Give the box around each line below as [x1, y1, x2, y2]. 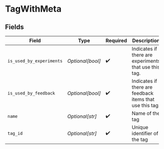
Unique [131, 124, 149, 130]
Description [132, 37, 160, 44]
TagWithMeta [5, 3, 62, 15]
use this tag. [131, 102, 160, 109]
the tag [131, 136, 148, 143]
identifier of [131, 130, 159, 137]
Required [105, 37, 127, 44]
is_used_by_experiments [7, 58, 63, 64]
